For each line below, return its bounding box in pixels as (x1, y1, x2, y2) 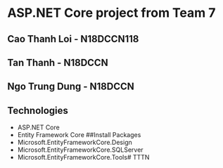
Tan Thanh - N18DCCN (7, 56, 108, 68)
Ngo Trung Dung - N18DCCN (7, 81, 135, 93)
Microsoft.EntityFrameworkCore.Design (17, 138, 132, 147)
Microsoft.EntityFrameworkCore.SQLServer (17, 146, 144, 154)
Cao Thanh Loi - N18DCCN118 (7, 33, 139, 45)
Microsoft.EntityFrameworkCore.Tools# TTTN (17, 153, 150, 162)
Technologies (7, 104, 69, 117)
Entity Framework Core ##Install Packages (17, 131, 141, 139)
